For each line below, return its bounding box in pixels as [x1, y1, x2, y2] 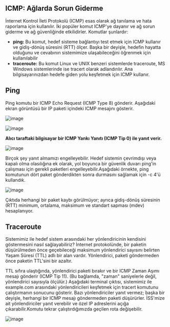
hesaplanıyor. [5, 207, 34, 214]
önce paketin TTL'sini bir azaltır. [5, 258, 73, 264]
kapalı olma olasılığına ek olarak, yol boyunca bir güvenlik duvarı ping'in [5, 160, 156, 166]
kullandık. [5, 177, 26, 183]
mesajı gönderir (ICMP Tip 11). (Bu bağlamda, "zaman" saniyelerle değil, [5, 273, 157, 279]
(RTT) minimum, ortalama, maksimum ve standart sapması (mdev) [5, 202, 145, 208]
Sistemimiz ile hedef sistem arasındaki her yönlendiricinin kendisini [5, 236, 146, 242]
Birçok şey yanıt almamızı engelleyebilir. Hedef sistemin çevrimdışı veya [5, 155, 157, 161]
